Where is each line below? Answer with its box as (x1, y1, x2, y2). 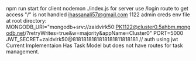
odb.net (6, 30, 25, 37)
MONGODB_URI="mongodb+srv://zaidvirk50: (6, 23, 116, 30)
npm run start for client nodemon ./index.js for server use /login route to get (6, 5, 189, 12)
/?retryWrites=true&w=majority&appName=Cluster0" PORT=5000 (24, 30, 184, 37)
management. (6, 48, 40, 55)
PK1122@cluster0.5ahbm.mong (115, 23, 191, 30)
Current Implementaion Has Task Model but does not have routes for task (6, 42, 183, 49)
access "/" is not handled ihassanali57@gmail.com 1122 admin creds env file (6, 11, 190, 18)
